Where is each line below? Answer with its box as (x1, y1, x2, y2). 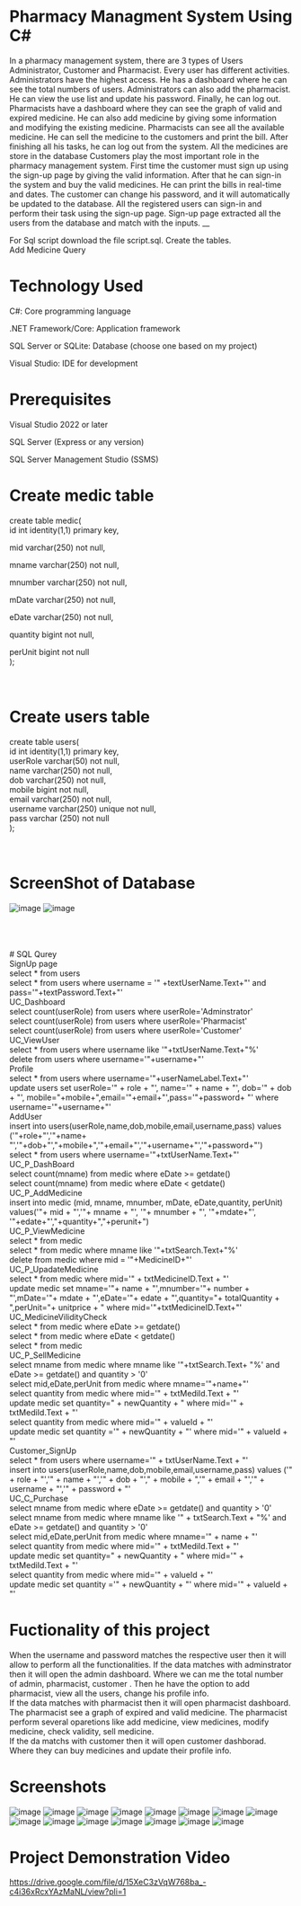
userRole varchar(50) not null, (9, 755, 120, 766)
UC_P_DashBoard (9, 1158, 75, 1169)
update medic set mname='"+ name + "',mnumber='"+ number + (9, 1282, 250, 1293)
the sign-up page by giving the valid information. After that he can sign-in (9, 169, 281, 181)
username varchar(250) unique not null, (9, 802, 157, 814)
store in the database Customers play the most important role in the (9, 150, 260, 161)
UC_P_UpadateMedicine (9, 1263, 99, 1274)
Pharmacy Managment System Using (9, 6, 293, 27)
